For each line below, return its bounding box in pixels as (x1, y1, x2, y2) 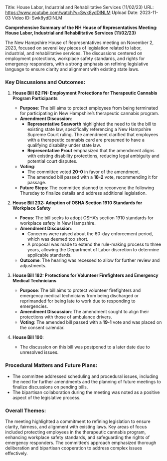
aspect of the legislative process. (12, 394, 81, 400)
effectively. (5, 450, 28, 456)
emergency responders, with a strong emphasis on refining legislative (5, 61, 149, 67)
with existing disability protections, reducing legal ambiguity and (27, 153, 160, 159)
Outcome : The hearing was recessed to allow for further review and (19, 257, 160, 263)
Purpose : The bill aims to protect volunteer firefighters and (19, 287, 141, 293)
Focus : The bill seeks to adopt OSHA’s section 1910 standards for (19, 215, 154, 221)
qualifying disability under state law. (27, 142, 101, 148)
